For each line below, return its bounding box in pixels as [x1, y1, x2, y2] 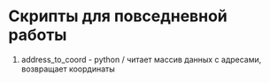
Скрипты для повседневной [8, 6, 228, 26]
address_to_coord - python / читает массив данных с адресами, [20, 54, 262, 64]
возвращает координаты [20, 64, 116, 74]
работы [8, 25, 67, 45]
